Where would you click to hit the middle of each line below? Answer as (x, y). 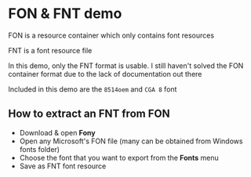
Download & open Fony (57, 132)
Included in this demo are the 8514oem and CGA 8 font (93, 89)
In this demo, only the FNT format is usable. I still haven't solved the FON (126, 65)
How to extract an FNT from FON (89, 114)
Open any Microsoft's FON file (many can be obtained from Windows (131, 141)
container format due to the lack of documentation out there (105, 74)
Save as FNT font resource (63, 166)
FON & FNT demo (65, 14)
